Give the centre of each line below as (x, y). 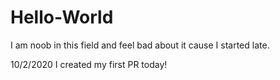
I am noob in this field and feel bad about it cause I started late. (140, 45)
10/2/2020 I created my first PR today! (89, 64)
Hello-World (62, 17)
